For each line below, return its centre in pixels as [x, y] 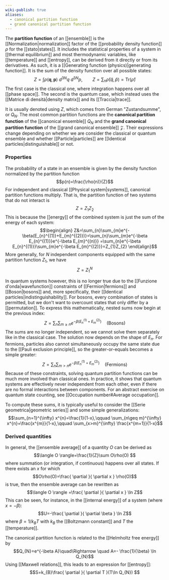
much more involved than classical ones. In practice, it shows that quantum [83, 379]
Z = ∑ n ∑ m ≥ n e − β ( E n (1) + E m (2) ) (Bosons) [85, 322]
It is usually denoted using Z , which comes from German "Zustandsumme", [83, 109]
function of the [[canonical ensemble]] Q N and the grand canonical [76, 122]
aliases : [14, 15]
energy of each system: [30, 223]
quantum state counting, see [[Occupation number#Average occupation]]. [82, 395]
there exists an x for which [33, 469]
